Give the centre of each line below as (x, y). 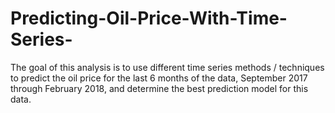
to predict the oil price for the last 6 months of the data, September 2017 (159, 78)
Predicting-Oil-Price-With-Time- (149, 18)
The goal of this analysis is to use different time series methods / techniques (167, 67)
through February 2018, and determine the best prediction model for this (159, 88)
